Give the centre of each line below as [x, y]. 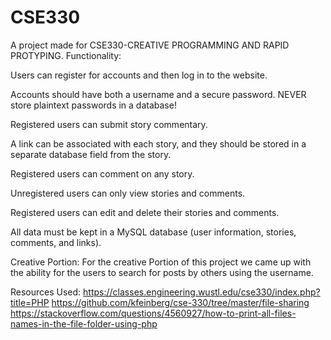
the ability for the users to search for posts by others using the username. [162, 272]
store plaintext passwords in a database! [93, 105]
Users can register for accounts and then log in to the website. [139, 75]
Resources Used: [46, 292]
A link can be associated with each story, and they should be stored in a [158, 143]
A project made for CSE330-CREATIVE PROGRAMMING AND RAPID [150, 45]
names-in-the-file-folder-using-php [84, 323]
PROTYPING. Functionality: [66, 55]
